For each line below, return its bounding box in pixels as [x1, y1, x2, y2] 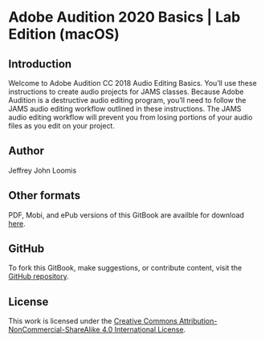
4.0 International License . [101, 325, 186, 335]
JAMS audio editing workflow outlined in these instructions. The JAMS [8, 104, 242, 113]
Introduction [8, 57, 72, 71]
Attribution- [179, 316, 218, 326]
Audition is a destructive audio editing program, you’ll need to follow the [8, 96, 247, 104]
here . [8, 218, 26, 228]
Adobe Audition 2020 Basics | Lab [8, 8, 241, 26]
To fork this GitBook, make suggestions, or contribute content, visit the [8, 263, 243, 273]
